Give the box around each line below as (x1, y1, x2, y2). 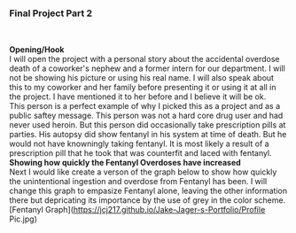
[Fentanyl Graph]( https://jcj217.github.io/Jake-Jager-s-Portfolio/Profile (9, 205, 266, 215)
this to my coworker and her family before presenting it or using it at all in (9, 82, 277, 93)
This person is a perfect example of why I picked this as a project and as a (9, 101, 281, 112)
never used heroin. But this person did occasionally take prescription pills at (9, 120, 286, 130)
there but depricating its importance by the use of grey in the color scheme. (9, 195, 286, 206)
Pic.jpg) (9, 214, 38, 224)
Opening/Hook (9, 44, 65, 55)
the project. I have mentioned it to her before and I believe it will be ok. (9, 91, 267, 102)
